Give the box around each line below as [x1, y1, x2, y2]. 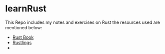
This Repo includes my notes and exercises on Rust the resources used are [5, 19, 160, 25]
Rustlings [12, 39, 32, 45]
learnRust [5, 3, 46, 14]
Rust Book [12, 34, 34, 40]
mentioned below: [5, 24, 42, 30]
